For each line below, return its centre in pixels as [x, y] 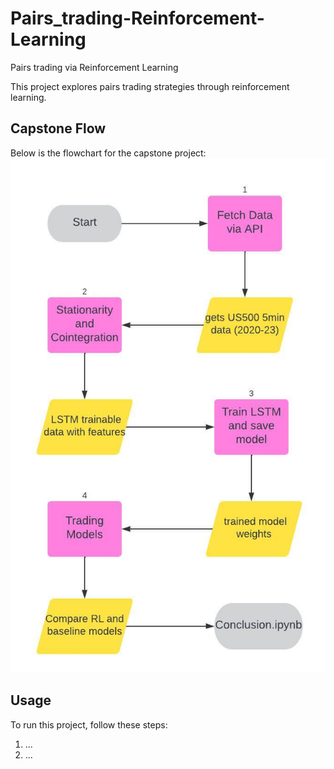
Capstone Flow [58, 128]
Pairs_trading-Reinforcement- [137, 18]
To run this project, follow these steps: [89, 724]
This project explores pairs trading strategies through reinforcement [150, 86]
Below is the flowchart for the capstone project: [108, 153]
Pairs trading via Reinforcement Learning [94, 67]
